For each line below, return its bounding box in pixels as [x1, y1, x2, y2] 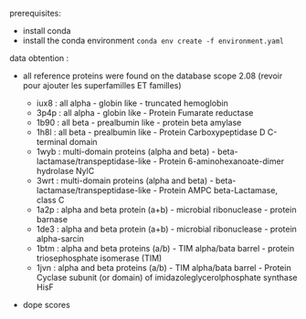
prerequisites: [9, 8, 62, 18]
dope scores [22, 300, 70, 310]
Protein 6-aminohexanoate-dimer [158, 156, 285, 167]
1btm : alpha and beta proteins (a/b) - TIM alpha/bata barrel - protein [36, 243, 295, 253]
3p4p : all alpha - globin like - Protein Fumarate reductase [36, 108, 254, 118]
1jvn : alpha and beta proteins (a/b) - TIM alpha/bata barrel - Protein [36, 262, 291, 273]
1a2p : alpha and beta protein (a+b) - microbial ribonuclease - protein [36, 204, 297, 215]
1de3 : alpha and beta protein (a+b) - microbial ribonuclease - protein [36, 223, 297, 234]
